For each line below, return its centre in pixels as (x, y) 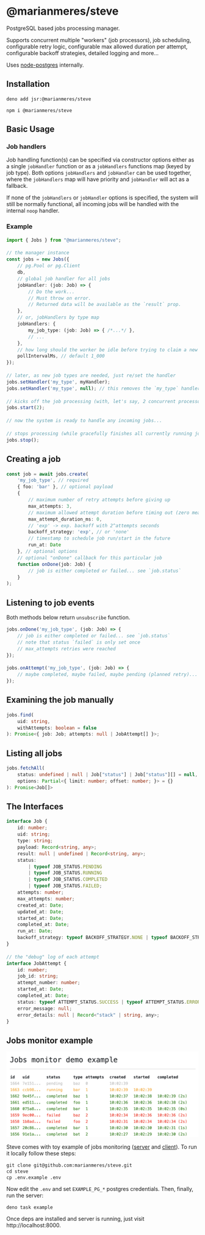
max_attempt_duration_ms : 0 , (65, 519)
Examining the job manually (60, 700)
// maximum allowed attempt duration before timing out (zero (109, 513)
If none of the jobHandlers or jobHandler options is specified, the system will (102, 198)
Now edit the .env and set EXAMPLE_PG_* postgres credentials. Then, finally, (100, 1189)
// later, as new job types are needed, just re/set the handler (91, 376)
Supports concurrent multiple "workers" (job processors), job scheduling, (99, 40)
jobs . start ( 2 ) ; (26, 408)
